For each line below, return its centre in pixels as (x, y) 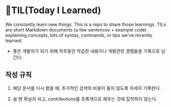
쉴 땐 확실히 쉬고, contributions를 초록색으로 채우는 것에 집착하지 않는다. (85, 99)
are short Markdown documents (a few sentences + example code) (76, 29)
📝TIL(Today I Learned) (53, 10)
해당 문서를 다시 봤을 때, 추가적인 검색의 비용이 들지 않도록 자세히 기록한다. (87, 88)
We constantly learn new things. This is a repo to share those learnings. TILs (86, 24)
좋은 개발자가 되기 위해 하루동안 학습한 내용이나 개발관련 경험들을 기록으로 (86, 51)
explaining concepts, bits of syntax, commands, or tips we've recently (79, 35)
